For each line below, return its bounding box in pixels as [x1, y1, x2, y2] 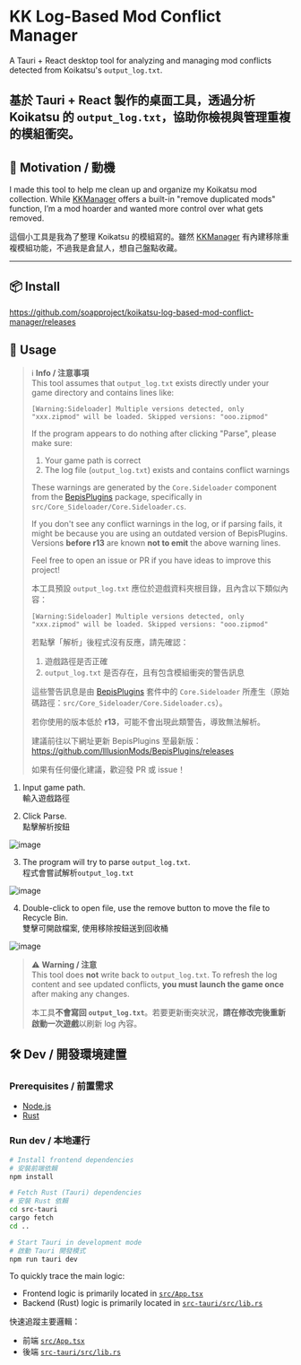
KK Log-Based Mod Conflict [9, 6, 222, 27]
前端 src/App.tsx [21, 1335, 85, 1346]
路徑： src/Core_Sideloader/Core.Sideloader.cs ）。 [39, 697, 228, 708]
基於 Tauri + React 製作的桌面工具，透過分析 [9, 92, 255, 109]
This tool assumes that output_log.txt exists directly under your [30, 377, 270, 388]
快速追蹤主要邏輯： [9, 1317, 81, 1327]
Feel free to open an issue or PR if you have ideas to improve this [30, 555, 271, 565]
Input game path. [21, 782, 86, 792]
